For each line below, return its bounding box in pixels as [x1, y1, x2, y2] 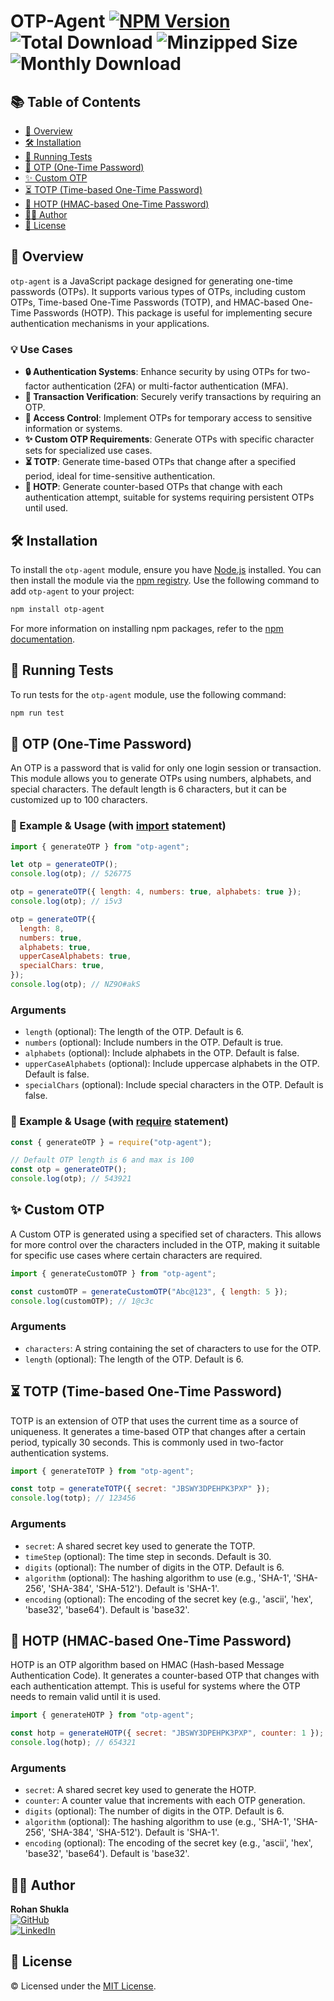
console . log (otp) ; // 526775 [10, 869, 132, 879]
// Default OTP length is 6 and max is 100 [10, 1155, 195, 1165]
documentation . [10, 633, 76, 645]
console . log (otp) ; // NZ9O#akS [10, 980, 141, 990]
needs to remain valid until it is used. [10, 1691, 162, 1703]
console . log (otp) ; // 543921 [10, 1174, 132, 1184]
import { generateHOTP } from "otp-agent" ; [10, 1710, 195, 1720]
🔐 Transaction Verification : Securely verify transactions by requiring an [24, 391, 322, 403]
